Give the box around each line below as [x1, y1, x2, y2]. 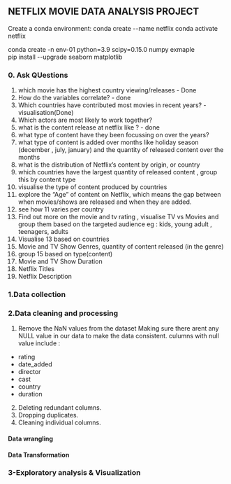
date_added [17, 360, 52, 368]
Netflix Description [17, 272, 72, 281]
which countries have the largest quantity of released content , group [17, 168, 218, 177]
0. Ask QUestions [8, 70, 68, 80]
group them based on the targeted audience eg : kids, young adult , [17, 220, 212, 228]
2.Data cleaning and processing [8, 308, 119, 318]
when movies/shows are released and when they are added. [17, 198, 192, 206]
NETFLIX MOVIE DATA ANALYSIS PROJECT [8, 6, 200, 18]
